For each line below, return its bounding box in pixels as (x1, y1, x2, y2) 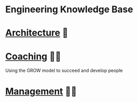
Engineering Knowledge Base (5, 4, 133, 15)
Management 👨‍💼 (5, 86, 77, 97)
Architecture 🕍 (5, 27, 68, 39)
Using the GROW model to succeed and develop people (5, 68, 123, 74)
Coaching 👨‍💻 (5, 50, 61, 62)
